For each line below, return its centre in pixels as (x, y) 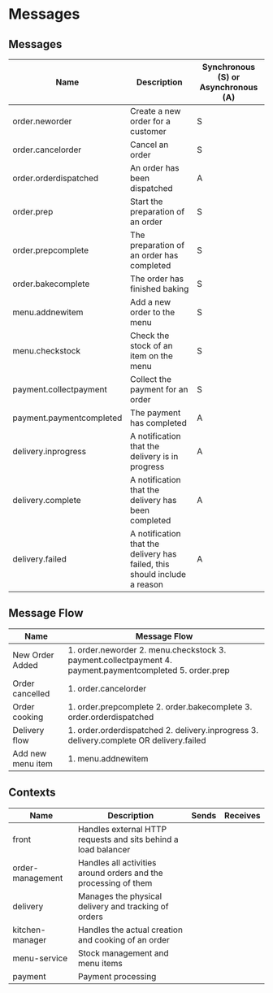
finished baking (159, 289)
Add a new (150, 302)
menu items (100, 963)
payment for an (159, 389)
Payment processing (117, 976)
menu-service (40, 958)
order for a (150, 121)
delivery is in (154, 456)
